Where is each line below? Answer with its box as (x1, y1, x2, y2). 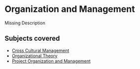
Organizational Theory (11, 53, 58, 59)
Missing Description (4, 20, 46, 26)
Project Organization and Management (11, 58, 91, 64)
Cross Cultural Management (11, 47, 70, 53)
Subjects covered (4, 34, 60, 43)
